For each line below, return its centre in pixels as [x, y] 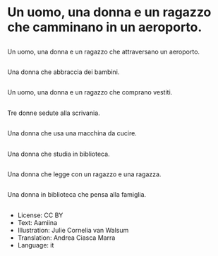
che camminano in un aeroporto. [105, 27]
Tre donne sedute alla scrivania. [54, 113]
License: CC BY [40, 215]
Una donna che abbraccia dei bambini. [63, 72]
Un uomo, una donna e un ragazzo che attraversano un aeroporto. [103, 51]
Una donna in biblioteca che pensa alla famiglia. [77, 195]
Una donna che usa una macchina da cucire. [72, 133]
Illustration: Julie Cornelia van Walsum [73, 230]
